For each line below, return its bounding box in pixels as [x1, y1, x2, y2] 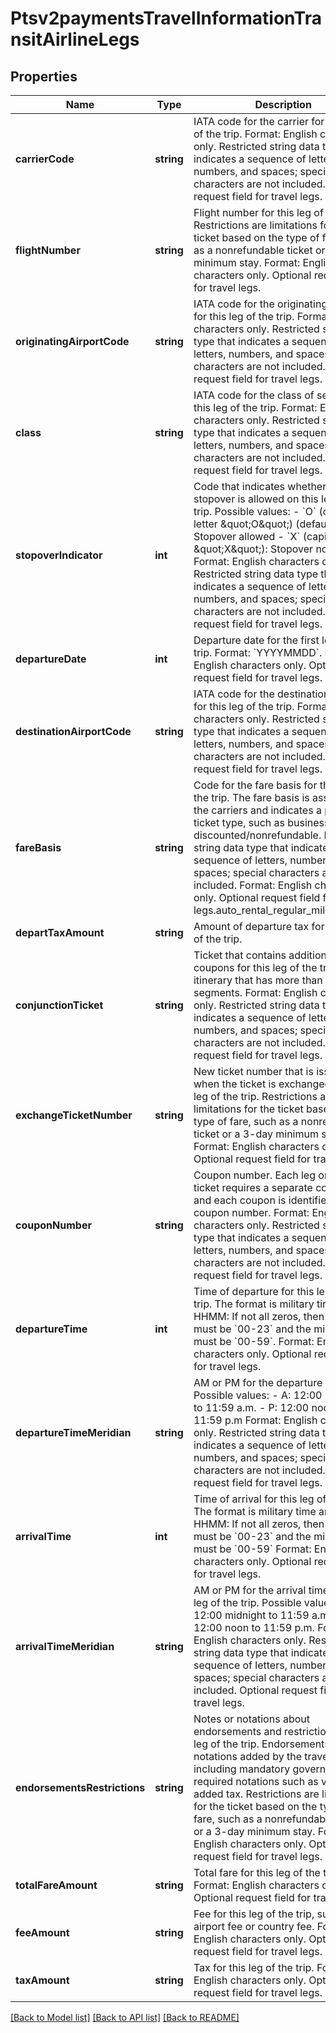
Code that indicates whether [193, 480, 327, 493]
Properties [10, 68, 78, 85]
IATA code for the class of [193, 388, 315, 402]
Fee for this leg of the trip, [193, 1907, 315, 1921]
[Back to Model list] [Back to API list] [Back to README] [10, 2012, 240, 2023]
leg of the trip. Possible [193, 1596, 302, 1609]
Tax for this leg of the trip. [193, 1961, 315, 1974]
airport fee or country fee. [193, 1920, 315, 1933]
